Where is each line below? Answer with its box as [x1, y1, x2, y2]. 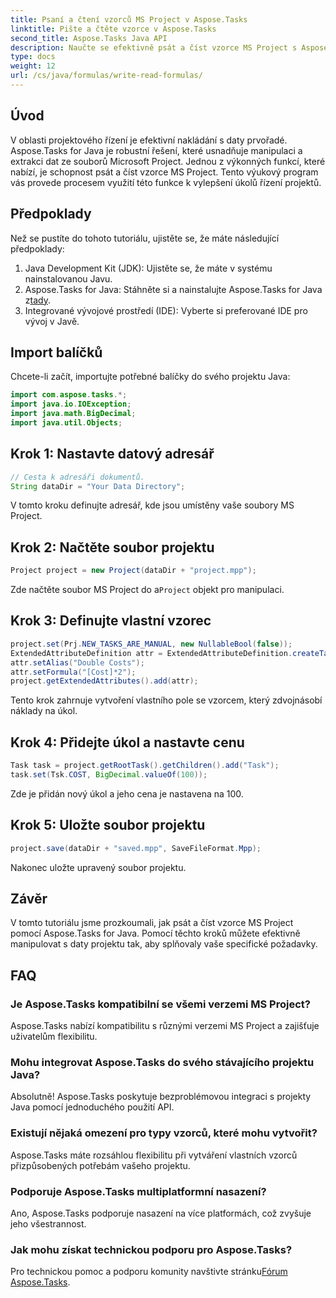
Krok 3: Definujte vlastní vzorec [10, 612, 212, 630]
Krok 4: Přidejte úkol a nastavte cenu [10, 734, 245, 751]
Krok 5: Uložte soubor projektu [10, 817, 206, 834]
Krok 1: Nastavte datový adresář [10, 446, 215, 463]
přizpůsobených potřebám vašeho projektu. [10, 1159, 191, 1171]
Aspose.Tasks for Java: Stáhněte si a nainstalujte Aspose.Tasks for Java [24, 283, 323, 295]
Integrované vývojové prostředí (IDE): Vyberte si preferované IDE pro [24, 304, 308, 316]
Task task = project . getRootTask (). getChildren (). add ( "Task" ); [10, 761, 280, 771]
